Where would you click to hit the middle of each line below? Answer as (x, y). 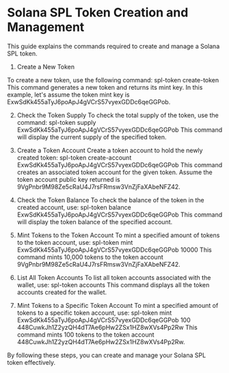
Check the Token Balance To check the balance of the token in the (110, 200)
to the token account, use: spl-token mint (75, 242)
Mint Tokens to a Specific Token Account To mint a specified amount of (118, 305)
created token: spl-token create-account (74, 157)
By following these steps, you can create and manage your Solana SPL (107, 355)
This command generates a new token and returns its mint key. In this (105, 87)
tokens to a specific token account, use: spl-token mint (94, 313)
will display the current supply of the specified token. (92, 137)
